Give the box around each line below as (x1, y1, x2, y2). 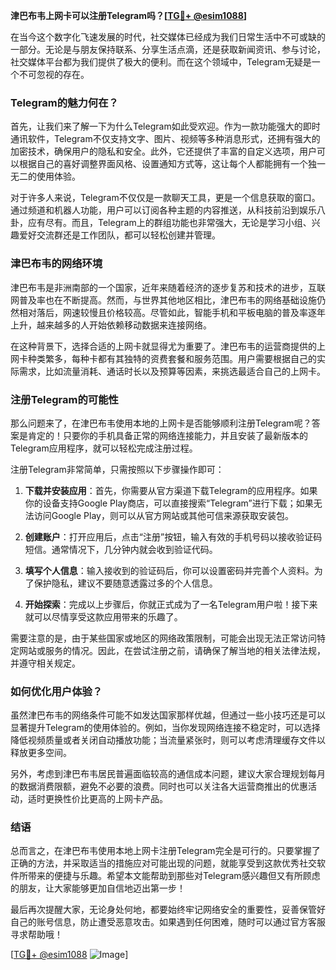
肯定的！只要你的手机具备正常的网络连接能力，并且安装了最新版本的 (27, 429, 308, 441)
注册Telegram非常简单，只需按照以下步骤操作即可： (10, 463, 225, 475)
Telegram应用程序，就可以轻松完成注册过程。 (10, 442, 198, 454)
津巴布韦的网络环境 (10, 257, 103, 271)
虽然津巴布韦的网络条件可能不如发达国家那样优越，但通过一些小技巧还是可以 (10, 709, 326, 721)
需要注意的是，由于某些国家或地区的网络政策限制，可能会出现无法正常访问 (10, 632, 317, 644)
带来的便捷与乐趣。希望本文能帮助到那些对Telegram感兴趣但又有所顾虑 (27, 870, 321, 882)
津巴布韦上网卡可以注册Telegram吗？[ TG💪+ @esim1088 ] (10, 10, 248, 21)
